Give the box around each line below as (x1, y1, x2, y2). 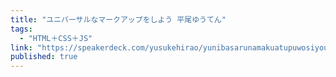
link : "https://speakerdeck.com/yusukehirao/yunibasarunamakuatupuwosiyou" (10, 42, 333, 53)
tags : (10, 24, 33, 34)
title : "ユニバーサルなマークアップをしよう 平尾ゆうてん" (10, 14, 227, 25)
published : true (10, 52, 78, 62)
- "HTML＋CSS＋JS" (19, 33, 93, 43)
